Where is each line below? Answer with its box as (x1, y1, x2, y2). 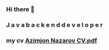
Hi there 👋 (6, 5, 35, 13)
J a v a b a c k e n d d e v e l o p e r (6, 20, 103, 28)
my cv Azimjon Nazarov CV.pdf (6, 36, 97, 44)
